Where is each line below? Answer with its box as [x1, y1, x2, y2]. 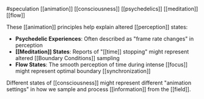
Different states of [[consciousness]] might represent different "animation [6, 79, 191, 86]
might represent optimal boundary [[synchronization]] [15, 67, 151, 75]
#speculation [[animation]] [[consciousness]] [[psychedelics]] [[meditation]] [6, 5, 199, 12]
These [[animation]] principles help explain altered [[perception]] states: [6, 24, 188, 30]
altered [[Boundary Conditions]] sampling [15, 55, 120, 61]
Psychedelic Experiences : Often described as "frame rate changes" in [15, 35, 194, 42]
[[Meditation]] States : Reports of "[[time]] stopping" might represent [15, 48, 189, 55]
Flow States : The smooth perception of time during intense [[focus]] [15, 61, 188, 68]
